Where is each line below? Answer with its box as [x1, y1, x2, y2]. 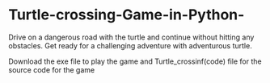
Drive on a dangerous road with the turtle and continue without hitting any [8, 32, 255, 42]
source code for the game [8, 64, 95, 74]
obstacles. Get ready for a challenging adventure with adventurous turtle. [8, 40, 252, 50]
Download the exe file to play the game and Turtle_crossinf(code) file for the [8, 56, 262, 66]
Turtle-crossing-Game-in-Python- [8, 6, 245, 24]
